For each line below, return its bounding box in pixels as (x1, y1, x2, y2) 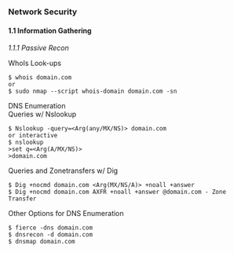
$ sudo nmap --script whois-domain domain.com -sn (8, 87, 177, 96)
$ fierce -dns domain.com (8, 224, 93, 232)
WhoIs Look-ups (8, 58, 61, 68)
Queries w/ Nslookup (8, 109, 77, 119)
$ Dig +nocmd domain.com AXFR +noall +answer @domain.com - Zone (8, 188, 226, 196)
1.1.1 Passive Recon (8, 43, 69, 53)
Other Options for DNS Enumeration (8, 209, 124, 218)
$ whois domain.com (8, 74, 72, 82)
